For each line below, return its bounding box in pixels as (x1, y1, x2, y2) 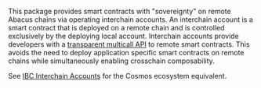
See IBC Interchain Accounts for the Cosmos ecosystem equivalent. (8, 72, 227, 80)
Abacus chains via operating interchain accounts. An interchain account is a (8, 15, 253, 24)
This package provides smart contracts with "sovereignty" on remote (8, 7, 231, 16)
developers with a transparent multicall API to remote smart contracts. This (8, 40, 250, 49)
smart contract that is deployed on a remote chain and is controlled (8, 23, 225, 32)
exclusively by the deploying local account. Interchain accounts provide (8, 31, 239, 40)
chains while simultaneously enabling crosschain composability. (8, 56, 216, 65)
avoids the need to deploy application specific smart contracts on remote (8, 48, 245, 57)
